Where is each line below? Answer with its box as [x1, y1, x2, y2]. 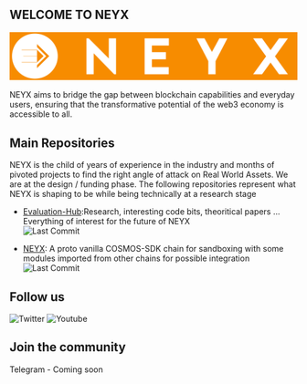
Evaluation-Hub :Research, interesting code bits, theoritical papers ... [22, 206, 281, 217]
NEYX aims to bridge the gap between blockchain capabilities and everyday [9, 89, 295, 100]
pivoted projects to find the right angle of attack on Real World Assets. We [9, 169, 289, 181]
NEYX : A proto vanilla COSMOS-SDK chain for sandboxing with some [22, 244, 284, 254]
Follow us [9, 289, 66, 305]
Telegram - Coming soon [9, 364, 103, 375]
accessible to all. [9, 109, 73, 119]
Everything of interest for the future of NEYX [22, 216, 190, 227]
